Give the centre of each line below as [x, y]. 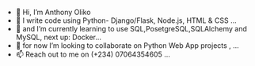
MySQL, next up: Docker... [58, 37]
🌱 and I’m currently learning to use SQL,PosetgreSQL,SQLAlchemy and [131, 29]
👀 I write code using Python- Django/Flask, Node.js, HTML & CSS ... [126, 20]
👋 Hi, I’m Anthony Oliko [53, 12]
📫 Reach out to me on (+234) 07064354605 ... [93, 54]
